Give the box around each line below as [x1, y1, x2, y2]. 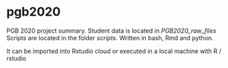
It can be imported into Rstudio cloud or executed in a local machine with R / [6, 47, 222, 55]
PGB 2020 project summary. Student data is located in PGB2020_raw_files [6, 27, 216, 35]
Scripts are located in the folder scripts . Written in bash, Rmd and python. [6, 33, 214, 41]
